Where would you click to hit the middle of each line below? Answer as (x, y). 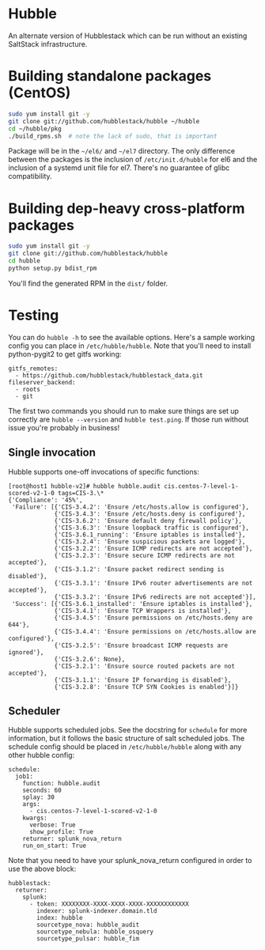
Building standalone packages (110, 76)
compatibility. (30, 176)
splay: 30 (39, 797)
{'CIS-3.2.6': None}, (90, 659)
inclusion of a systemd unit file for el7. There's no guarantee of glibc (119, 168)
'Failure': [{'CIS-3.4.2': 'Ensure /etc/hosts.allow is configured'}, (130, 507)
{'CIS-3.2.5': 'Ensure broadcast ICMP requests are (141, 645)
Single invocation (52, 453)
